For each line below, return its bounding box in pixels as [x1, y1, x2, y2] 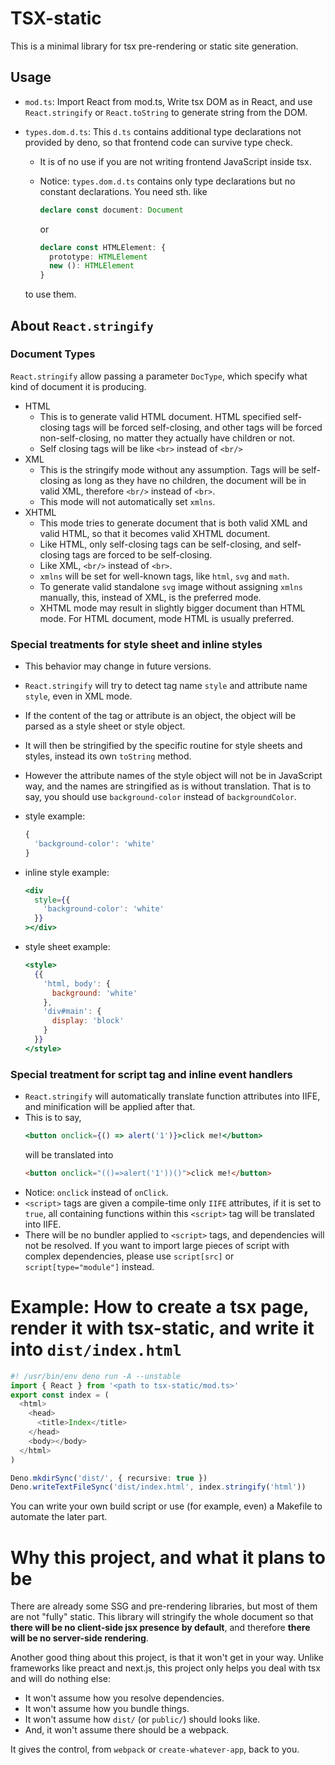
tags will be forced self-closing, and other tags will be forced [71, 421, 323, 433]
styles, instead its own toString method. [24, 750, 192, 762]
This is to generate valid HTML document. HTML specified [39, 410, 282, 422]
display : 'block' [51, 1016, 125, 1026]
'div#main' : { [43, 1007, 102, 1017]
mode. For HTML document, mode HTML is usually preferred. [39, 612, 295, 624]
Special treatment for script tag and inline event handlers [10, 1067, 293, 1081]
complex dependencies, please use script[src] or [24, 1250, 235, 1262]
